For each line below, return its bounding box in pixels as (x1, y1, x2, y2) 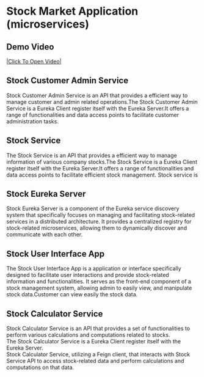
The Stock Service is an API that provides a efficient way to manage (6, 152, 177, 159)
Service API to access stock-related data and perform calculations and (6, 357, 184, 365)
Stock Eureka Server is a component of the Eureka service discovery (6, 205, 180, 212)
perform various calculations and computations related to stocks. (6, 331, 170, 339)
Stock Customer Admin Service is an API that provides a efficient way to (6, 92, 188, 99)
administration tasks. (6, 117, 59, 125)
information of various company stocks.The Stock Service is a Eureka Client (6, 158, 197, 166)
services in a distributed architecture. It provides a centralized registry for (6, 218, 192, 225)
